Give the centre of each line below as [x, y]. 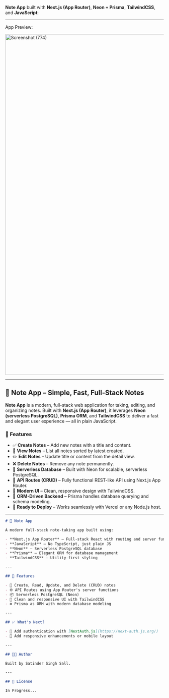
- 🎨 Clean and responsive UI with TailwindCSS [55, 599]
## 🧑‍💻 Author [19, 654]
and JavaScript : [22, 13]
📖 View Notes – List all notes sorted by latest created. [68, 451]
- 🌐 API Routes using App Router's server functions [62, 590]
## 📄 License [19, 682]
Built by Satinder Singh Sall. [38, 663]
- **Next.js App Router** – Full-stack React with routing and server [81, 539]
